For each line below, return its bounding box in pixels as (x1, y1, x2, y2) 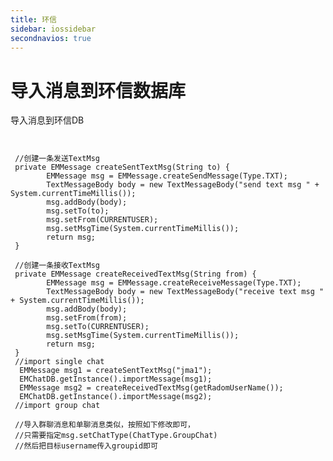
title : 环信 (10, 14, 57, 25)
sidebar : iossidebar (10, 24, 97, 34)
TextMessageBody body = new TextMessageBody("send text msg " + (46, 180, 320, 190)
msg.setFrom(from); (46, 313, 128, 323)
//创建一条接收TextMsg (14, 261, 100, 271)
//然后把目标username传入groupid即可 (14, 441, 158, 451)
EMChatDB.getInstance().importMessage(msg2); (19, 392, 213, 402)
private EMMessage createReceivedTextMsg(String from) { (14, 269, 257, 280)
